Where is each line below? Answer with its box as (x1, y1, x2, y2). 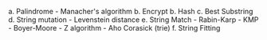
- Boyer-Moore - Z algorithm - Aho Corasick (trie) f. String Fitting (8, 24, 221, 32)
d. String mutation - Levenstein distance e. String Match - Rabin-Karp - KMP (8, 15, 259, 24)
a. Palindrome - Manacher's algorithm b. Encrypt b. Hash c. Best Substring (8, 7, 253, 16)
